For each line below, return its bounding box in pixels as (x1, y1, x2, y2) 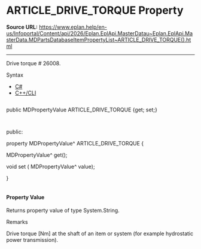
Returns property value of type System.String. (6, 207, 120, 214)
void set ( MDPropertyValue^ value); (6, 163, 95, 170)
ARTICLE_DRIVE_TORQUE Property (6, 4, 184, 17)
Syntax (6, 71, 24, 78)
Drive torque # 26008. (6, 59, 61, 66)
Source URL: (6, 23, 38, 31)
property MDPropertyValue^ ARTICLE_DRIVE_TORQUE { (6, 139, 144, 147)
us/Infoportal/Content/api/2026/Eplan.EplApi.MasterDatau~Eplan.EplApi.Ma (6, 29, 193, 37)
